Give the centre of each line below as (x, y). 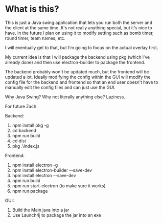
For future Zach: (21, 106)
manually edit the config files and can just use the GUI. (60, 87)
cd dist (19, 141)
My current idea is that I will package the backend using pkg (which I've (78, 57)
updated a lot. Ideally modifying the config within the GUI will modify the (78, 77)
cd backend (24, 130)
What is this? (32, 9)
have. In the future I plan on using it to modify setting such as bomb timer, (80, 33)
